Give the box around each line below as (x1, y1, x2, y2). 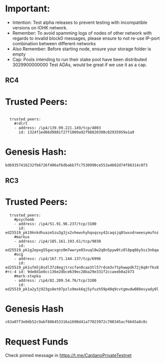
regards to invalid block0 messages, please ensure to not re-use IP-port (12, 35, 160, 41)
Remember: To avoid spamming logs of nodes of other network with (12, 30, 152, 36)
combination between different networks (12, 40, 96, 46)
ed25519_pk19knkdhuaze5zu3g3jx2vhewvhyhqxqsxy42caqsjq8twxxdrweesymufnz (5, 230, 159, 235)
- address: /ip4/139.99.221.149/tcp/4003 (14, 125, 101, 131)
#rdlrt (14, 121, 28, 126)
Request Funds (5, 336, 69, 347)
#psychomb (14, 217, 35, 222)
